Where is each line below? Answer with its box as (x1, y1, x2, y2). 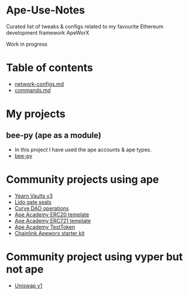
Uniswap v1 (14, 282, 43, 289)
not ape (6, 263, 44, 276)
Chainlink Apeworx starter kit (14, 229, 85, 236)
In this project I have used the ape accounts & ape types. (14, 146, 152, 153)
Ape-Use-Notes (6, 4, 85, 17)
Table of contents (6, 61, 94, 74)
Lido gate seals (14, 198, 51, 205)
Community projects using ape (6, 173, 159, 187)
